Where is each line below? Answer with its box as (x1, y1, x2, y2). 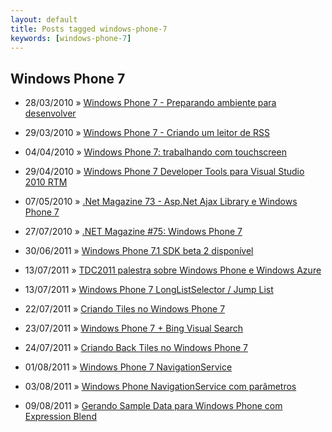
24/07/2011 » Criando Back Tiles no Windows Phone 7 (24, 342, 249, 354)
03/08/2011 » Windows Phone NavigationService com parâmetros (24, 381, 297, 393)
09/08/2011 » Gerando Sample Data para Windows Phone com (24, 400, 283, 412)
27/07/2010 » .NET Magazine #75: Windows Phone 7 (24, 226, 243, 238)
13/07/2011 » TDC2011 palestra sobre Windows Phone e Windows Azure (24, 264, 322, 276)
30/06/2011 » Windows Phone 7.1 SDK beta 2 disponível (24, 245, 254, 257)
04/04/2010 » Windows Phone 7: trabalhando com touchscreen (24, 146, 287, 158)
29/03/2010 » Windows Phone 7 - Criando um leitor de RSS (24, 127, 270, 139)
